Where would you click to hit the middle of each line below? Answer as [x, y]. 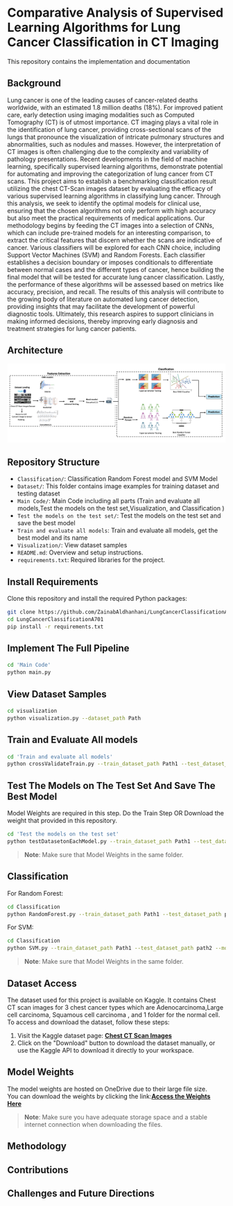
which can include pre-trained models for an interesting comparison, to [109, 232]
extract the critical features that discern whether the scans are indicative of [115, 240]
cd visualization [32, 711]
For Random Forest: [35, 893]
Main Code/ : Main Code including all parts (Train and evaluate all [109, 501]
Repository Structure [54, 462]
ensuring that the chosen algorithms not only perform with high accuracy [112, 210]
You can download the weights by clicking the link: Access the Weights [109, 1096]
